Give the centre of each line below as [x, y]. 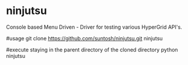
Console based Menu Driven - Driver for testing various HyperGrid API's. [94, 27]
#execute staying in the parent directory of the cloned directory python [92, 49]
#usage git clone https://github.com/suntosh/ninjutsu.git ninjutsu [85, 38]
